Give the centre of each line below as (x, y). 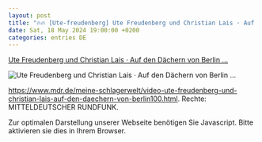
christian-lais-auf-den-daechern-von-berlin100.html (93, 99)
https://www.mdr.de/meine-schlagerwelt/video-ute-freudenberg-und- (123, 91)
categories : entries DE (47, 37)
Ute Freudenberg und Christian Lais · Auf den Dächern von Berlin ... (118, 60)
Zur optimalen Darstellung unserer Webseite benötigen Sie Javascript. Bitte (131, 122)
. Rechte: (192, 99)
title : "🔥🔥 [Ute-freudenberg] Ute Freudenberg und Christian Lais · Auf (131, 23)
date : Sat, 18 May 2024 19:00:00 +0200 (74, 30)
